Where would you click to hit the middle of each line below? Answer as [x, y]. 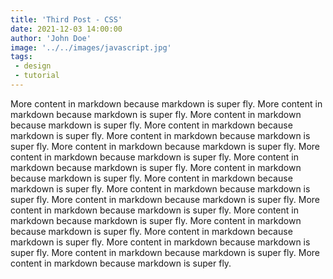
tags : [21, 57]
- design [33, 66]
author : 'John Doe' [51, 38]
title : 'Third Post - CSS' [66, 19]
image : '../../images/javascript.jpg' [91, 47]
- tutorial [37, 76]
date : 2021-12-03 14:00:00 [66, 29]
